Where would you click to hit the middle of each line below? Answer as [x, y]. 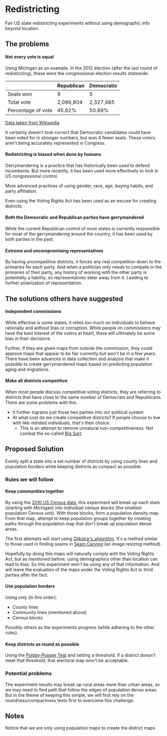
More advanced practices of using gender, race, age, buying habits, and [79, 185]
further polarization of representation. [44, 283]
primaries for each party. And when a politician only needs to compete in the [83, 267]
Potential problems [29, 674]
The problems [27, 44]
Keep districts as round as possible [42, 644]
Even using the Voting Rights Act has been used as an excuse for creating [81, 200]
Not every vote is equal [30, 56]
